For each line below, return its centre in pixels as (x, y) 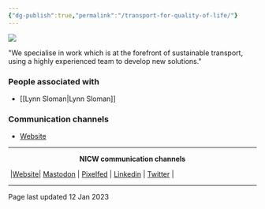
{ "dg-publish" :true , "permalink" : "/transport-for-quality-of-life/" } (123, 15)
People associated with (54, 81)
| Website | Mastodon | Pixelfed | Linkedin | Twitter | (92, 174)
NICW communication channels (132, 159)
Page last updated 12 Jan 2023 (58, 197)
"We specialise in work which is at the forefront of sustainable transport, (125, 53)
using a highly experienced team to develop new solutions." (105, 61)
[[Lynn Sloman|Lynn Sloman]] (67, 99)
